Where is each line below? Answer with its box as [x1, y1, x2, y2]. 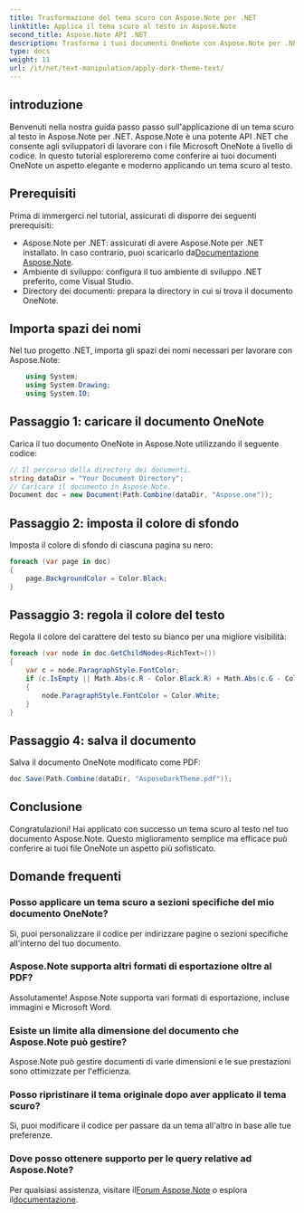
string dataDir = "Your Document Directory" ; [9, 473, 184, 482]
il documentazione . [9, 1194, 79, 1205]
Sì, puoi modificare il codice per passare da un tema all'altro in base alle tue [9, 1120, 291, 1132]
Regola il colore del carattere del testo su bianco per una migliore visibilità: [9, 631, 287, 643]
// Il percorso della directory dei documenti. [9, 465, 193, 474]
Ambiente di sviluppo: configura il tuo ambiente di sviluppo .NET [22, 266, 262, 277]
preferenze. [9, 1130, 52, 1141]
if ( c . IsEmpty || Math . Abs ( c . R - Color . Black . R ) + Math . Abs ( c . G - [25, 674, 282, 683]
